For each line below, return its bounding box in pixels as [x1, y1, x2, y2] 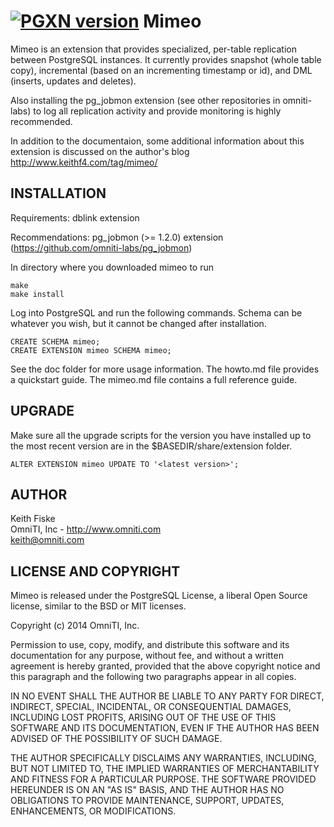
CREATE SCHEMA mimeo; [10, 336, 101, 347]
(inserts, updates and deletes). [10, 75, 137, 87]
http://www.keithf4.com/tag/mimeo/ [10, 156, 158, 168]
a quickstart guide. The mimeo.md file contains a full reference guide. [10, 373, 298, 385]
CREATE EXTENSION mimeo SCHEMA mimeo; [10, 345, 172, 355]
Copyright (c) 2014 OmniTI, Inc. [10, 620, 140, 632]
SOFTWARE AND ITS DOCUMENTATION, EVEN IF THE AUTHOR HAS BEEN [10, 722, 320, 734]
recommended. [10, 115, 73, 127]
